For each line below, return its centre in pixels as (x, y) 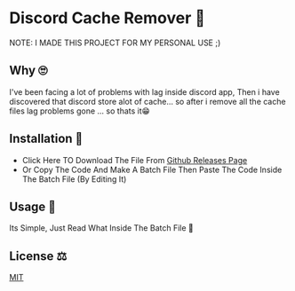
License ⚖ (38, 256)
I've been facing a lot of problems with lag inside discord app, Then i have (144, 91)
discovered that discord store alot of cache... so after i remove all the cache (147, 101)
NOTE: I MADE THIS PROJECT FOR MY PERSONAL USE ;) (115, 43)
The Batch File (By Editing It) (74, 179)
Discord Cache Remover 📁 (108, 18)
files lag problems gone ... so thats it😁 (80, 111)
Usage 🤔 (32, 206)
